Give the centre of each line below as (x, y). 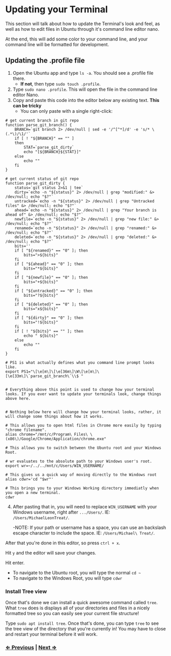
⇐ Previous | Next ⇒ (31, 647)
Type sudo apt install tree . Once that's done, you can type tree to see (82, 623)
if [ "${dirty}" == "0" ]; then (49, 318)
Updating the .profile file (45, 61)
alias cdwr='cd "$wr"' (29, 479)
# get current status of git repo (42, 179)
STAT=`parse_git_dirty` (49, 147)
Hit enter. (15, 563)
